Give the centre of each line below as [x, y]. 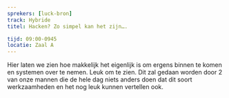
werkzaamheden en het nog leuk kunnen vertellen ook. [85, 87]
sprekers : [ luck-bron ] [40, 13]
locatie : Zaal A [30, 46]
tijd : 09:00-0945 [32, 39]
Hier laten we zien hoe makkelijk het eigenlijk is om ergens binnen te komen [114, 65]
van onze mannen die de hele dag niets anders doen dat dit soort [100, 79]
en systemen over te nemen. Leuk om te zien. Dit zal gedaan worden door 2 [115, 72]
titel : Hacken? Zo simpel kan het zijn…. [68, 26]
